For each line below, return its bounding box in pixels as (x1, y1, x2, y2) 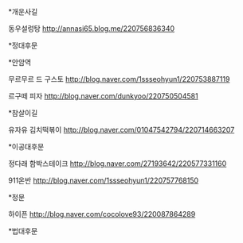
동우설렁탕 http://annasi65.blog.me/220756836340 (8, 24, 175, 33)
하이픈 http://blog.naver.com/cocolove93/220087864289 (8, 210, 196, 218)
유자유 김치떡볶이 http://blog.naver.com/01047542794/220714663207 (8, 125, 235, 134)
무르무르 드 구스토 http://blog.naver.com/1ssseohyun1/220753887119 (8, 75, 230, 83)
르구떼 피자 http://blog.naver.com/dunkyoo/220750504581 (8, 91, 198, 101)
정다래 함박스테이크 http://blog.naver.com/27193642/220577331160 (8, 159, 227, 168)
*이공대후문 (8, 142, 45, 151)
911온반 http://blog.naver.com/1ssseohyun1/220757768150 (8, 175, 199, 185)
